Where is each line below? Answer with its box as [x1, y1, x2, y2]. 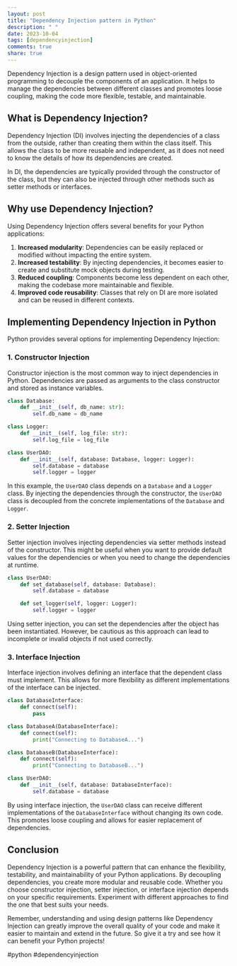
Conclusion [7, 844, 59, 856]
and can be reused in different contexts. [17, 295, 134, 304]
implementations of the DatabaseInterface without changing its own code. [7, 808, 224, 817]
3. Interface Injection [7, 652, 81, 662]
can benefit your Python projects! [7, 936, 105, 945]
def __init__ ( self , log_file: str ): [20, 430, 129, 437]
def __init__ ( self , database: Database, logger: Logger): [20, 456, 195, 463]
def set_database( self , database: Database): [20, 581, 157, 588]
